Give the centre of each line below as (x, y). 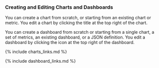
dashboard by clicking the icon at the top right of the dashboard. (70, 42)
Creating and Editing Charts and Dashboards (59, 7)
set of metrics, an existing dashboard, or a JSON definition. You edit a (75, 37)
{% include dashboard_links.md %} (40, 61)
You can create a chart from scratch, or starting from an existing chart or (78, 18)
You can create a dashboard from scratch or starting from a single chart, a (80, 32)
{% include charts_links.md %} (36, 52)
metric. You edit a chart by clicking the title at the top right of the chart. (76, 23)
